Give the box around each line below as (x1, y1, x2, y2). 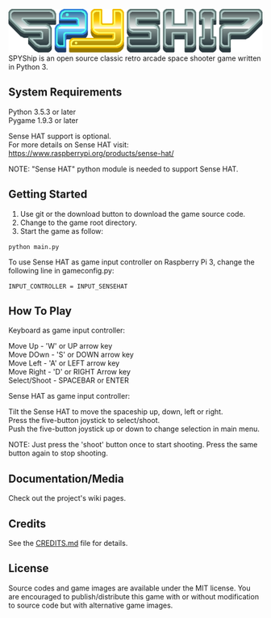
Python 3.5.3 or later (8, 107, 77, 116)
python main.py (8, 243, 60, 251)
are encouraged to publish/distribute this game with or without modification (8, 591, 260, 601)
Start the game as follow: (19, 226, 103, 235)
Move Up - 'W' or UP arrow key (8, 341, 113, 351)
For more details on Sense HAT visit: (8, 139, 129, 150)
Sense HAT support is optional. (8, 131, 111, 141)
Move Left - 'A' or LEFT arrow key (8, 358, 120, 368)
